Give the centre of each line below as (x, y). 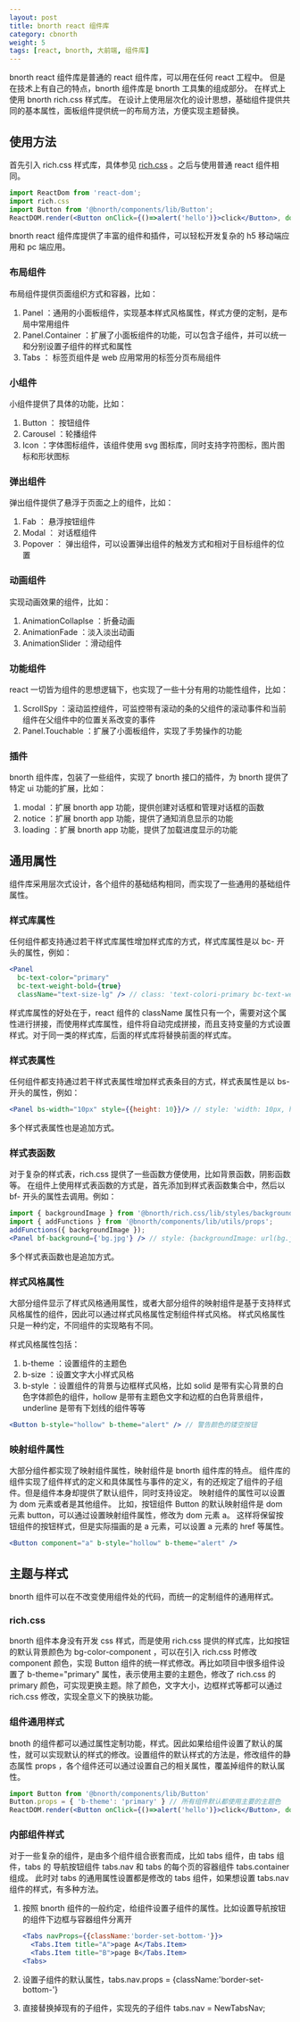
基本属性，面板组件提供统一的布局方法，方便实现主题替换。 (134, 111)
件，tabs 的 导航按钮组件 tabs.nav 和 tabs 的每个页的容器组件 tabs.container (150, 1867)
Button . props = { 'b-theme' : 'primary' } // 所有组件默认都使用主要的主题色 (145, 1802)
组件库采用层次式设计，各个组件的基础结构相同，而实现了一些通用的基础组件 (150, 884)
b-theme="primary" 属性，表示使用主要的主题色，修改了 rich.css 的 (151, 1675)
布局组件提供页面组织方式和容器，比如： (83, 293)
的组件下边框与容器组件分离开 (77, 1919)
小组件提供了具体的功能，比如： (68, 404)
